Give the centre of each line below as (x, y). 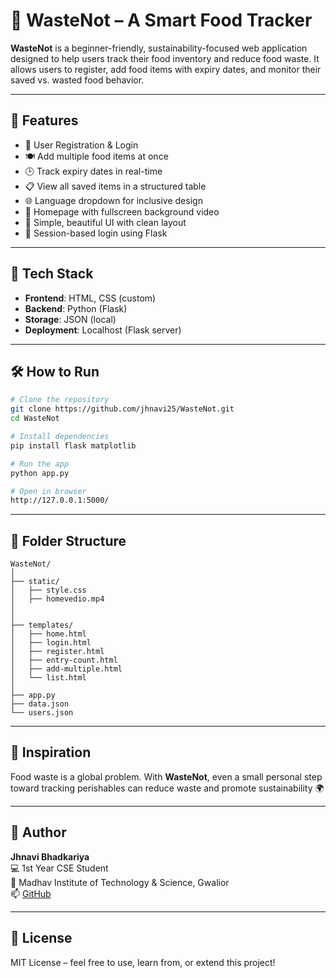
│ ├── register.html (57, 652)
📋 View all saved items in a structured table (115, 186)
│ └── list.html (48, 678)
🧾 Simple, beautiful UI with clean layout (105, 222)
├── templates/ (42, 625)
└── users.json (42, 713)
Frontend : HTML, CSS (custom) (90, 298)
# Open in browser (48, 491)
